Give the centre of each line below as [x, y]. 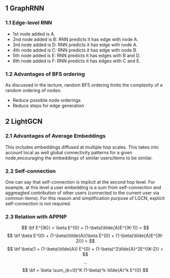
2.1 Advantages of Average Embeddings [55, 136]
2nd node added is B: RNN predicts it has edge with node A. [75, 39]
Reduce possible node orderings [47, 100]
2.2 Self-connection [30, 171]
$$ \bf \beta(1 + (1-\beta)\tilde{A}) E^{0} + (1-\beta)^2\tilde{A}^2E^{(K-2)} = [85, 249]
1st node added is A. [34, 34]
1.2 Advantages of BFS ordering [45, 74]
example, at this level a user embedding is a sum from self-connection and [83, 187]
